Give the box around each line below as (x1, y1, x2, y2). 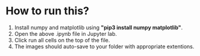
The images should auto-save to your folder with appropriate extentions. (14, 43, 195, 50)
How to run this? (5, 4, 90, 18)
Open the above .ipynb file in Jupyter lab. (14, 30, 117, 37)
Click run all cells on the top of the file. (14, 36, 110, 43)
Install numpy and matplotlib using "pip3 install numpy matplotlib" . (14, 24, 183, 31)
